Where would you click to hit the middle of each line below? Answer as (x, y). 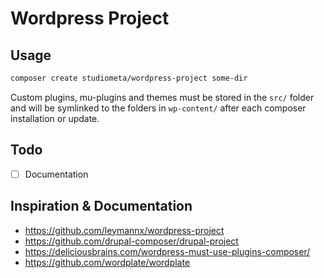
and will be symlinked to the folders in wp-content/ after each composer (158, 108)
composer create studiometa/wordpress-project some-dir (129, 78)
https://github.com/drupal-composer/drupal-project (131, 241)
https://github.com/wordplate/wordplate (107, 262)
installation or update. (55, 118)
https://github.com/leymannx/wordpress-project (124, 230)
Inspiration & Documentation (101, 206)
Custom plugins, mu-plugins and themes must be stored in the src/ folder (162, 97)
